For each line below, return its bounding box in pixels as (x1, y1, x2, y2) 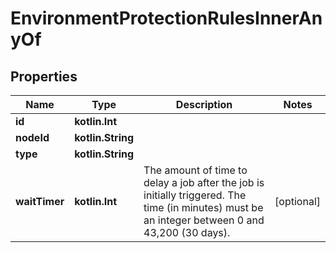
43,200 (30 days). (143, 226, 231, 239)
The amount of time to (143, 163, 248, 177)
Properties (10, 68, 78, 85)
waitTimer (15, 195, 65, 208)
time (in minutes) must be (143, 201, 264, 214)
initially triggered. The (143, 188, 247, 202)
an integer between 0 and (143, 213, 265, 227)
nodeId (15, 131, 50, 144)
